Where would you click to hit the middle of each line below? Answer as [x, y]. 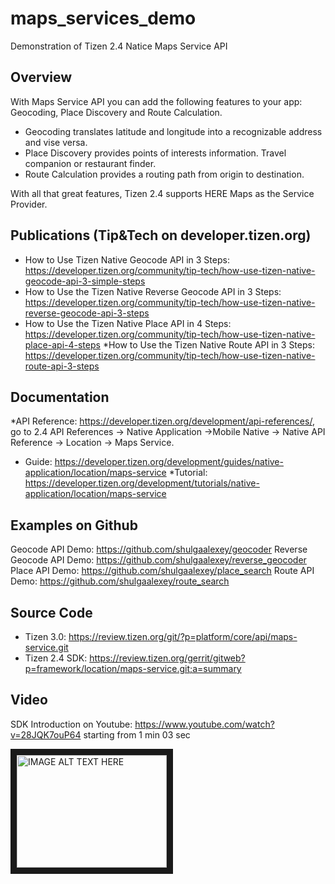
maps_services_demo [103, 18]
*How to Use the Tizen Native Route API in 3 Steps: [208, 344]
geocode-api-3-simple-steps [85, 281]
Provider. [29, 204]
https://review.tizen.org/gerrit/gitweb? [167, 658]
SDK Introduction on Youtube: [71, 724]
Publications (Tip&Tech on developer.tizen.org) [161, 235]
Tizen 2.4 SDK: [56, 658]
